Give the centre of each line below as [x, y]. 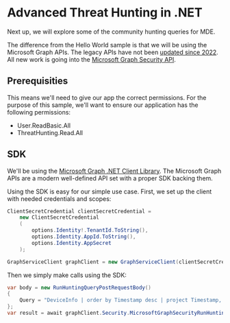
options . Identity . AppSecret [72, 243]
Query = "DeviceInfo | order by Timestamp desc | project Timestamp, [121, 300]
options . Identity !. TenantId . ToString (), [90, 230]
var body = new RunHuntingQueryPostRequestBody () [79, 287]
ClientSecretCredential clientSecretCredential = [79, 211]
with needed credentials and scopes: [59, 199]
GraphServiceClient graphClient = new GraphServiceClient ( [93, 262]
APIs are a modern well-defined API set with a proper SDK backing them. [110, 178]
